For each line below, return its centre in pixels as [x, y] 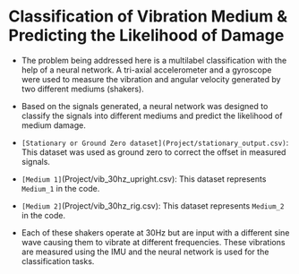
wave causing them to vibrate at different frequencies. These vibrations [153, 242]
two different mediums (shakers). [82, 89]
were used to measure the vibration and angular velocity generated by [151, 79]
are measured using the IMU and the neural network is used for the [145, 252]
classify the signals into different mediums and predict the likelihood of [152, 116]
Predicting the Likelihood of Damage [146, 35]
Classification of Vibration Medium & [148, 17]
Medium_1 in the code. [60, 188]
